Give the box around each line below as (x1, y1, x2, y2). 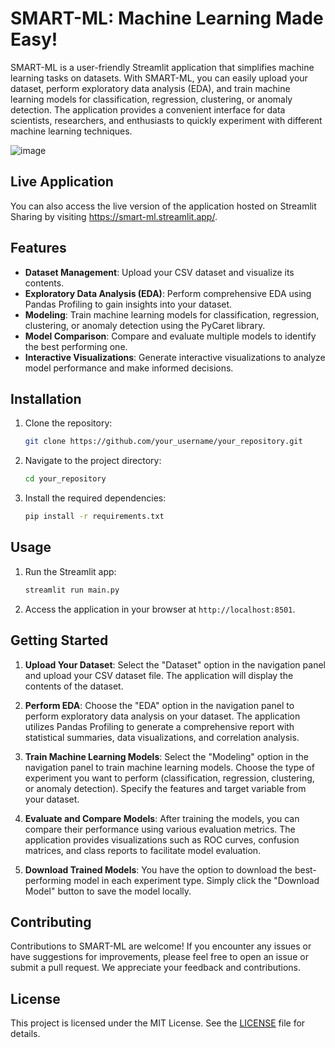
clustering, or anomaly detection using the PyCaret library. (24, 319, 266, 331)
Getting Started (10, 632, 109, 649)
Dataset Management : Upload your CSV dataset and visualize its (24, 266, 295, 278)
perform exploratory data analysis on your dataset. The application (24, 710, 301, 722)
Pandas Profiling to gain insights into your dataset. (24, 298, 233, 310)
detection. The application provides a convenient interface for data (10, 103, 286, 116)
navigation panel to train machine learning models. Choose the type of (24, 761, 315, 773)
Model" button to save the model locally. (24, 885, 192, 897)
